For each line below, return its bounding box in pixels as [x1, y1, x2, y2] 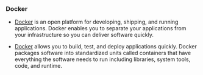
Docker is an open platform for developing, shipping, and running [14, 18, 179, 25]
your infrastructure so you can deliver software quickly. [14, 31, 154, 39]
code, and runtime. [14, 62, 62, 70]
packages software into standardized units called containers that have [14, 50, 191, 57]
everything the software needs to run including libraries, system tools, [14, 56, 191, 63]
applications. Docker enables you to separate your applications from [14, 25, 187, 32]
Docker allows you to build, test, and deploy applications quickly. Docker [14, 43, 198, 50]
